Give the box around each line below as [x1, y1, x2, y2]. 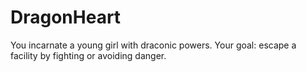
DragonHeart [10, 6, 122, 29]
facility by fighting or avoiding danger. [10, 49, 167, 61]
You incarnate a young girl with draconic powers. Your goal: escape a [10, 39, 297, 51]
